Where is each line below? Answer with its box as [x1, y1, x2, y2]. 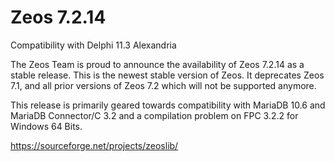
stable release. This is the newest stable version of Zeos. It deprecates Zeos [10, 69, 325, 81]
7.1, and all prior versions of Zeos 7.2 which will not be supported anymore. [10, 79, 317, 91]
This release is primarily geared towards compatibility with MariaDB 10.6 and [10, 99, 326, 111]
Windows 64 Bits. [10, 120, 83, 132]
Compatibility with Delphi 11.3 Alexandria [10, 39, 177, 51]
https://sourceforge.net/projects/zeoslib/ [10, 139, 179, 151]
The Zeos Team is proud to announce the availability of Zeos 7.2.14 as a [10, 58, 305, 70]
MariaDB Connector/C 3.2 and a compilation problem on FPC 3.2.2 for [10, 109, 299, 121]
